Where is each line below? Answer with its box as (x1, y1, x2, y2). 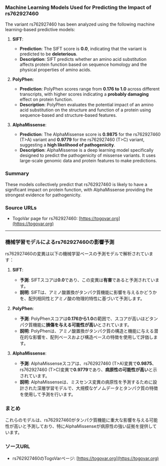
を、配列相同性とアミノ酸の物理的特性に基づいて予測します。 (19, 296, 145, 302)
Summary (5, 170, 30, 177)
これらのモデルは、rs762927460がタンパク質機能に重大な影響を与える (5, 417, 150, 423)
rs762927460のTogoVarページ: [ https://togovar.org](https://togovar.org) (12, 455, 159, 461)
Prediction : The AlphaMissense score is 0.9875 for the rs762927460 (19, 132, 161, 138)
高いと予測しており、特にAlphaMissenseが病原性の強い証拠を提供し (13, 423, 153, 429)
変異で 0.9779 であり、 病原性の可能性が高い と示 (60, 367, 157, 373)
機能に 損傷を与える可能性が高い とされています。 (33, 322, 132, 328)
